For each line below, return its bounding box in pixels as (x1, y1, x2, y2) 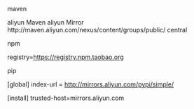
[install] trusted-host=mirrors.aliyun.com (7, 94, 125, 102)
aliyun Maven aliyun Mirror (7, 18, 84, 26)
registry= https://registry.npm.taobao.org (7, 53, 124, 61)
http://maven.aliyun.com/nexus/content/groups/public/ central (7, 26, 188, 34)
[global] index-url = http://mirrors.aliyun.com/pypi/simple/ (7, 80, 174, 89)
